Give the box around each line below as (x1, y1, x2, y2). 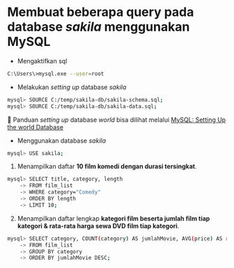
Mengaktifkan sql (17, 56, 68, 65)
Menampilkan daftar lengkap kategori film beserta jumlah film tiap (17, 214, 210, 223)
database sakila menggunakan (7, 19, 190, 35)
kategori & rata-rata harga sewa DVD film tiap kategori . (17, 221, 180, 230)
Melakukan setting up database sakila (17, 83, 127, 91)
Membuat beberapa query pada (7, 4, 194, 20)
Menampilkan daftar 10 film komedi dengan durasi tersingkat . (17, 162, 197, 171)
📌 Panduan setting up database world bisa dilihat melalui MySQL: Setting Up (7, 116, 226, 124)
